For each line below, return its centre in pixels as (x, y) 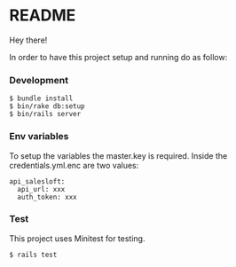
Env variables (39, 137)
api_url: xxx (41, 189)
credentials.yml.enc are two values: (74, 165)
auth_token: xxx (47, 197)
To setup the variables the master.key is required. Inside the (118, 155)
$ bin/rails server (45, 114)
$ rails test (33, 255)
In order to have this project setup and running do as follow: (118, 57)
